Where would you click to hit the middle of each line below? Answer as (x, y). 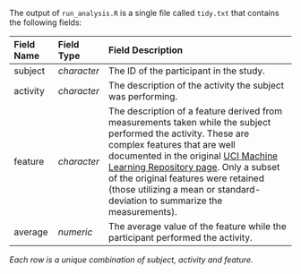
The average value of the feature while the (198, 226)
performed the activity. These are (179, 133)
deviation (128, 201)
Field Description (146, 50)
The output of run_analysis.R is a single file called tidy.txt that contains (144, 13)
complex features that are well (172, 145)
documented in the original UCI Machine (193, 156)
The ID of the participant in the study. (187, 71)
